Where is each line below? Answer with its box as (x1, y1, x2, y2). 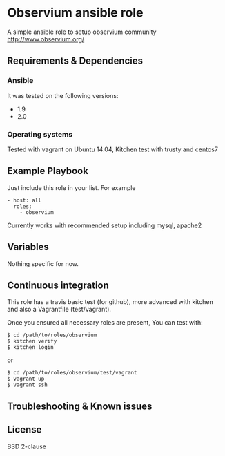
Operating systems (7, 129, 73, 139)
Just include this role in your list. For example (7, 183, 136, 191)
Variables (7, 241, 50, 253)
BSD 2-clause (7, 442, 47, 450)
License (7, 424, 42, 436)
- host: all (7, 197, 41, 204)
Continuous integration (7, 279, 109, 291)
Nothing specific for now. (7, 259, 79, 267)
